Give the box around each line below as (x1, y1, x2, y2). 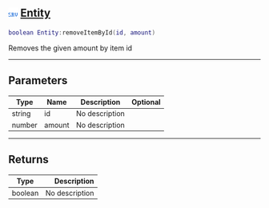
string (11, 109, 31, 118)
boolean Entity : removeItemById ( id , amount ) (8, 28, 156, 37)
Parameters (8, 74, 68, 87)
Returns (8, 153, 50, 166)
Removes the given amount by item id (8, 43, 133, 53)
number (11, 120, 38, 130)
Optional (131, 98, 162, 106)
